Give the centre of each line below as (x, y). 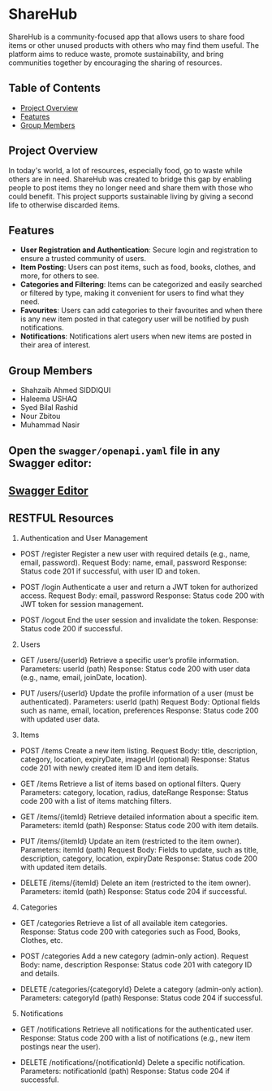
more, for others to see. (60, 276)
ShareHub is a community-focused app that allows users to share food (127, 37)
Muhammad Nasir (50, 425)
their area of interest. (55, 345)
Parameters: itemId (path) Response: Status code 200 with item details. (139, 825)
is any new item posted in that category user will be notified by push (134, 319)
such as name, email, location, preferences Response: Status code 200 (139, 710)
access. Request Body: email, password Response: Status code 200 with (142, 596)
